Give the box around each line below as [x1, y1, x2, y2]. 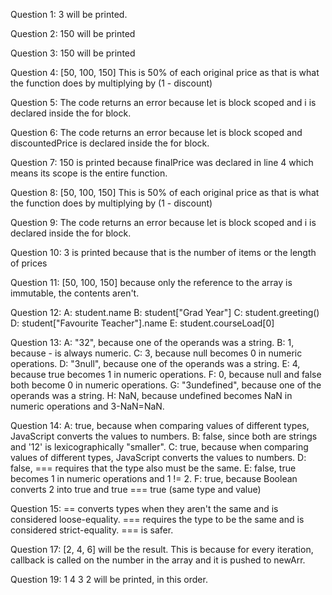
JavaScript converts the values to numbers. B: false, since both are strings [10, 430, 318, 442]
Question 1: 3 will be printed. [10, 9, 128, 20]
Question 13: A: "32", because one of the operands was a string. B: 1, [10, 337, 295, 348]
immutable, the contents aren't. [10, 287, 140, 299]
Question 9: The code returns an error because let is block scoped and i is [10, 217, 317, 228]
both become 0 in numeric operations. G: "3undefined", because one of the [10, 379, 322, 391]
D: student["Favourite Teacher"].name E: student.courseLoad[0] [10, 317, 275, 329]
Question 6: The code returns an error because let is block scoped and [10, 127, 303, 138]
